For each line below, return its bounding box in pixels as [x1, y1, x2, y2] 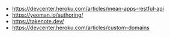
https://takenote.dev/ [11, 18, 64, 24]
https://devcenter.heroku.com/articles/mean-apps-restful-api [11, 5, 164, 12]
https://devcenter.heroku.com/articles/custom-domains [11, 24, 150, 31]
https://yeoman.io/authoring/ [11, 11, 83, 18]
